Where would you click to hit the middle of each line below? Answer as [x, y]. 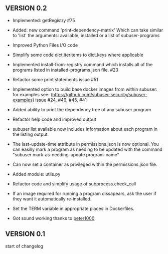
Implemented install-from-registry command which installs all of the [82, 64]
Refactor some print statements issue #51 [55, 79]
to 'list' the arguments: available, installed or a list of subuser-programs [86, 35]
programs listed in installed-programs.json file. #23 [65, 70]
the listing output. [31, 134]
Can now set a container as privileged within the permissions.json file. [85, 164]
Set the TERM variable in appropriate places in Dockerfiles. [73, 208]
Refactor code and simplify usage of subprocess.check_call [74, 184]
